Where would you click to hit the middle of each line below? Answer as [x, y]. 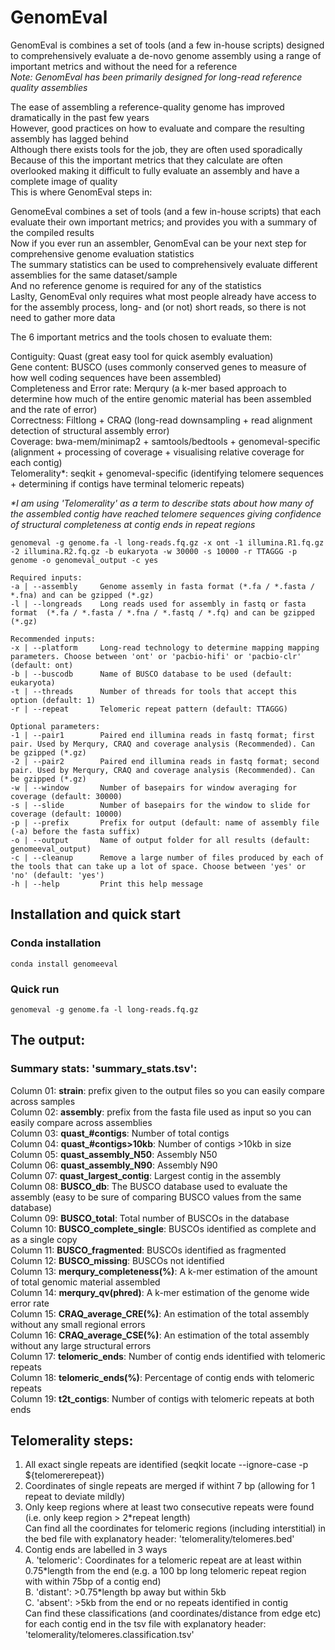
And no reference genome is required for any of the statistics [136, 285]
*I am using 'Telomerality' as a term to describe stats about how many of [162, 503]
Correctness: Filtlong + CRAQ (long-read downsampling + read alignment [161, 420]
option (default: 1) [53, 700]
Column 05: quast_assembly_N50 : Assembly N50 [114, 1154]
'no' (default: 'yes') [57, 875]
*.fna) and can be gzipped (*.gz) [82, 595]
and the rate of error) [54, 409]
